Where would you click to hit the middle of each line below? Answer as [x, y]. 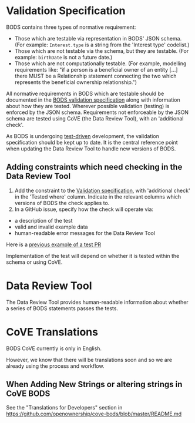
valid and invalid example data [51, 227]
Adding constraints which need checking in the [94, 167]
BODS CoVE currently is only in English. [54, 348]
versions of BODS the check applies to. [62, 203]
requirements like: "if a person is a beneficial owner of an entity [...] [96, 69]
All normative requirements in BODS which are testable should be [85, 93]
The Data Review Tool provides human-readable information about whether [97, 302]
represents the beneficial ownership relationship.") [75, 82]
